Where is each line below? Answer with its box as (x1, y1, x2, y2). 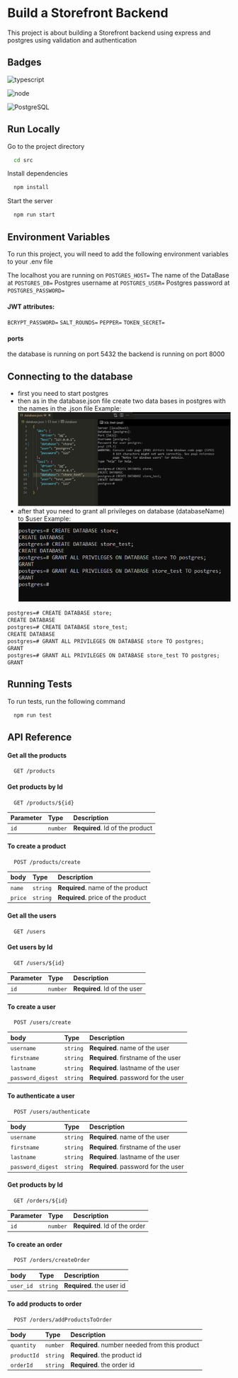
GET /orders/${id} (13, 1197, 69, 1205)
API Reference (7, 731, 72, 744)
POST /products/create (13, 858, 81, 865)
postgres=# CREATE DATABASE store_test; (7, 624, 129, 631)
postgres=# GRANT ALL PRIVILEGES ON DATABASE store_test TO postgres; (7, 652, 220, 659)
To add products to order (7, 1299, 82, 1308)
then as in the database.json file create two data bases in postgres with (17, 397, 226, 405)
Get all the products (7, 751, 67, 759)
